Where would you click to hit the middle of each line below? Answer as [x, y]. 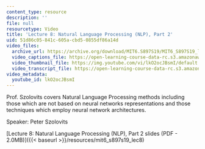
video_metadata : [27, 74]
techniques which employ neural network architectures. [76, 110]
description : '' [27, 18]
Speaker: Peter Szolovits [37, 122]
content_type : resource [37, 12]
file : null [20, 23]
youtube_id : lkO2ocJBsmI [43, 80]
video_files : [23, 46]
